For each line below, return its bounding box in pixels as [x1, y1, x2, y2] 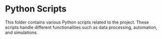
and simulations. [5, 29, 38, 35]
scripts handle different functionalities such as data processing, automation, [5, 24, 157, 30]
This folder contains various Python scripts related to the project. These [5, 19, 149, 25]
